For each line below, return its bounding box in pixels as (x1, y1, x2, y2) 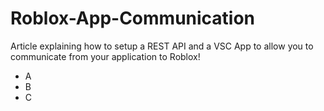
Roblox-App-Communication (10, 7, 256, 30)
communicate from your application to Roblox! (10, 50, 201, 62)
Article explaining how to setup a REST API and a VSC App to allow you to (10, 40, 314, 52)
